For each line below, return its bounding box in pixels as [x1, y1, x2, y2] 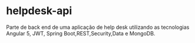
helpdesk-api [6, 4, 72, 18]
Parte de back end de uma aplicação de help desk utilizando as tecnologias [6, 24, 190, 31]
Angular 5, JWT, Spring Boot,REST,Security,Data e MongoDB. [6, 29, 156, 37]
